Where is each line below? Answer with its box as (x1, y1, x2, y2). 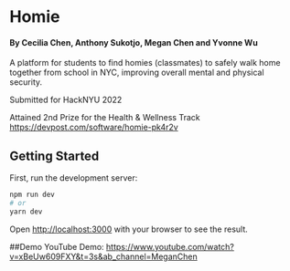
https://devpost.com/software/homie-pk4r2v (9, 121, 178, 133)
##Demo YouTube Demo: (9, 241, 104, 252)
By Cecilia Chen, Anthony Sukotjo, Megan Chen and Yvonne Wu (9, 36, 258, 47)
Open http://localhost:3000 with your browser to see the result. (9, 224, 249, 235)
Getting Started (9, 148, 100, 163)
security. (9, 77, 43, 88)
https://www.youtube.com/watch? (105, 241, 235, 252)
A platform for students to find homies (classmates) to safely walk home (9, 57, 281, 68)
